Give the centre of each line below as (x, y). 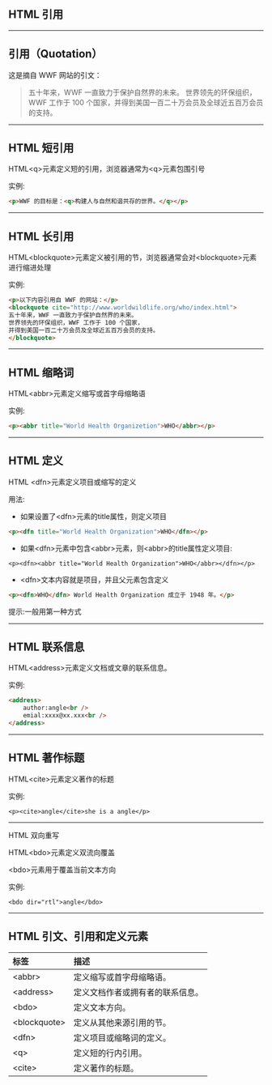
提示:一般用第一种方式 (45, 611)
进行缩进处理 (30, 268)
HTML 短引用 (41, 148)
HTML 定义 (36, 461)
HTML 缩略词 (41, 372)
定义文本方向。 (102, 1007)
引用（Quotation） (55, 54)
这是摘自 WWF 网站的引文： (55, 74)
